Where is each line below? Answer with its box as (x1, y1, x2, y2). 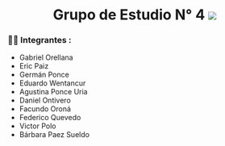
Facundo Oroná (19, 104, 72, 114)
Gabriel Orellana (19, 52, 73, 62)
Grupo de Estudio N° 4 (52, 6, 206, 24)
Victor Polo (19, 121, 56, 131)
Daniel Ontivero (19, 95, 72, 106)
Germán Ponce (19, 70, 69, 80)
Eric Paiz (19, 61, 49, 71)
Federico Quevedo (19, 113, 81, 123)
